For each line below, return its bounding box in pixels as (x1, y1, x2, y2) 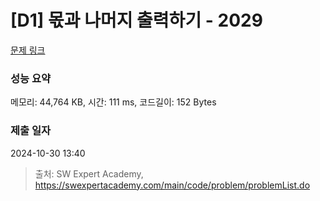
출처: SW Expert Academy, (34, 167, 144, 180)
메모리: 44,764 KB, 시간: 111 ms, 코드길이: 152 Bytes (10, 96, 217, 108)
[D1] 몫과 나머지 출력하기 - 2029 (10, 9, 263, 32)
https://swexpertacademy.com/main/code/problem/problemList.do (34, 179, 311, 191)
